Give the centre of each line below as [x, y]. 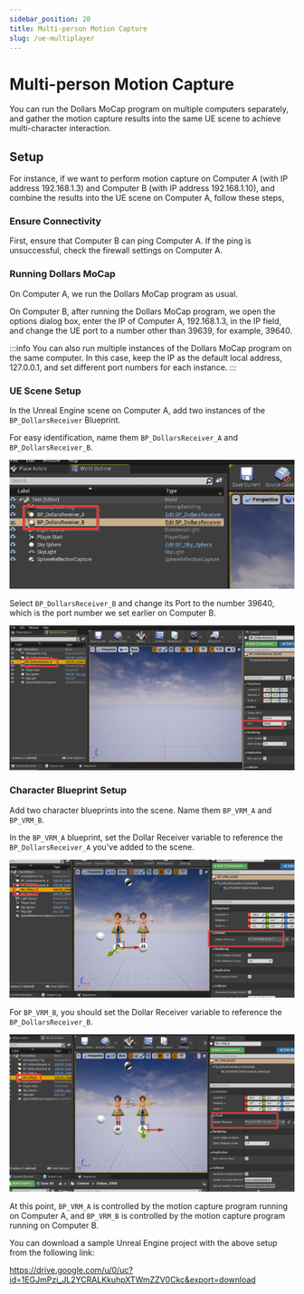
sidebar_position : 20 [50, 19]
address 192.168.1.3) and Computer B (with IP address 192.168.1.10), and [142, 188]
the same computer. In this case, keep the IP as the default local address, [146, 357]
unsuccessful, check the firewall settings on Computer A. [116, 251]
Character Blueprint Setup [68, 790]
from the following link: [52, 1252]
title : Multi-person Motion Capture [78, 29]
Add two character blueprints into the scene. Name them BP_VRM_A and [141, 810]
